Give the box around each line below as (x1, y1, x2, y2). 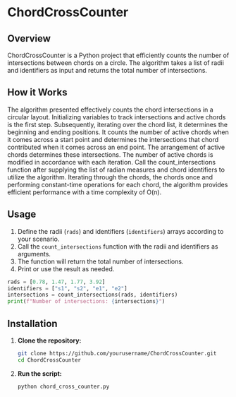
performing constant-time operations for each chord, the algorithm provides (7, 180, 228, 189)
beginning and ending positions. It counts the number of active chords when (7, 128, 229, 136)
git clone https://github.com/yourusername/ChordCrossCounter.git (17, 350, 217, 357)
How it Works (7, 86, 68, 99)
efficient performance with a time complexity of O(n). (7, 188, 162, 196)
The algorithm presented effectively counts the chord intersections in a (7, 105, 213, 114)
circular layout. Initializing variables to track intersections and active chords (7, 112, 226, 121)
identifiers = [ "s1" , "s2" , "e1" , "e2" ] (7, 285, 128, 292)
